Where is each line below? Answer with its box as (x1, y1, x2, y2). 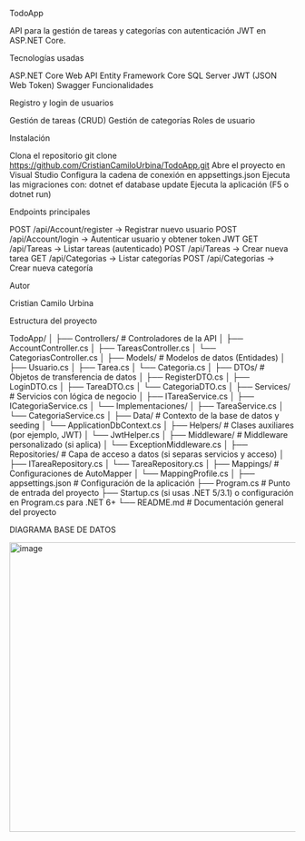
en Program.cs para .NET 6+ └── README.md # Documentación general (9, 497, 284, 508)
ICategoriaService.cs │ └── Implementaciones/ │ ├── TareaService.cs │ (9, 401, 284, 411)
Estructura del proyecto (9, 315, 98, 326)
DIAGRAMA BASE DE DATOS (9, 524, 116, 535)
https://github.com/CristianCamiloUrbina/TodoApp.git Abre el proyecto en (9, 160, 286, 171)
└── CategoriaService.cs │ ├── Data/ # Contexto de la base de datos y (9, 411, 280, 420)
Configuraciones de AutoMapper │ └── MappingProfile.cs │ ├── (9, 468, 256, 479)
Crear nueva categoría (9, 262, 93, 273)
